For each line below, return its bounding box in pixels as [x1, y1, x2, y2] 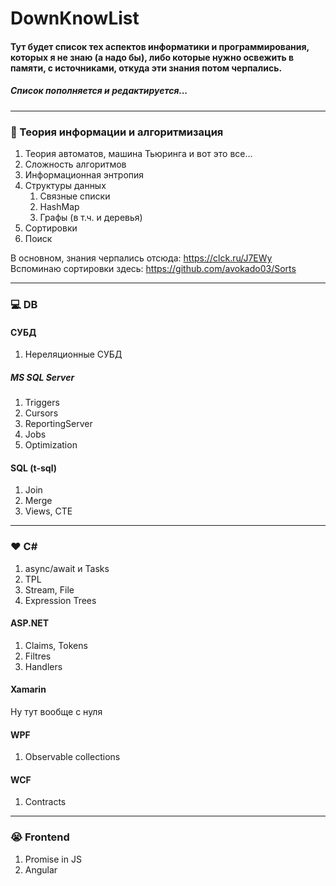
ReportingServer [24, 418, 93, 430]
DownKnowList [10, 7, 140, 30]
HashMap [39, 201, 80, 213]
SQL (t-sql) [10, 462, 57, 474]
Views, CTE [24, 505, 73, 517]
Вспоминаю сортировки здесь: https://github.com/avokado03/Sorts [10, 263, 297, 275]
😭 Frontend [10, 830, 70, 844]
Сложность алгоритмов [24, 158, 127, 171]
